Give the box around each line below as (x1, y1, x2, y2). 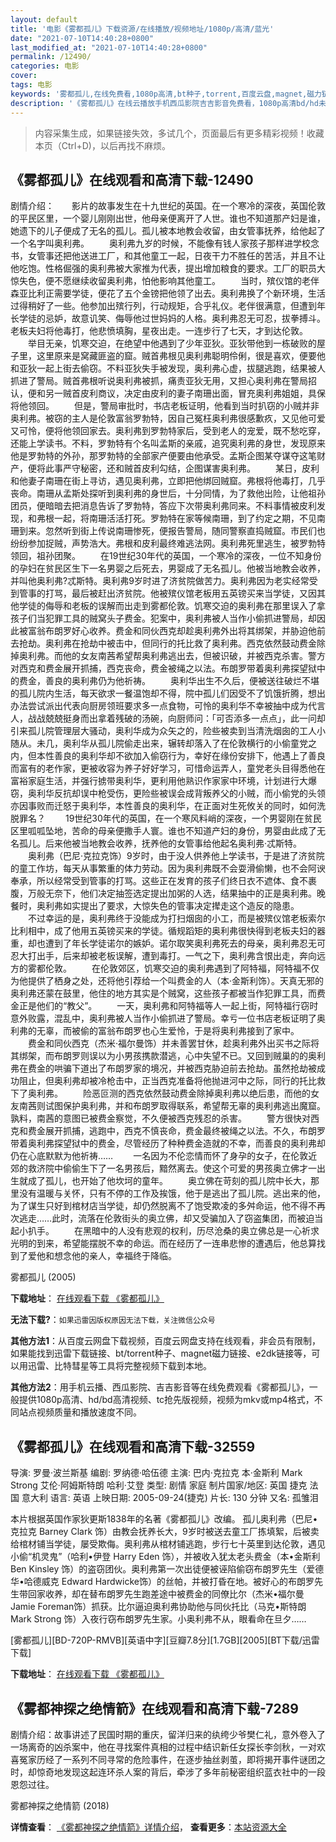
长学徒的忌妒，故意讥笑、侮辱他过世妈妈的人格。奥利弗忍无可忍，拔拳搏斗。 (10, 312, 326, 325)
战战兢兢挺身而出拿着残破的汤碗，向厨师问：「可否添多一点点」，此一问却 (27, 712, 326, 725)
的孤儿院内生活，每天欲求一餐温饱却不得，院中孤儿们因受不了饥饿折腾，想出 (10, 687, 326, 700)
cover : (10, 71, 38, 81)
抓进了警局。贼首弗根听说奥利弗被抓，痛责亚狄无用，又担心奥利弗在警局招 (10, 375, 317, 387)
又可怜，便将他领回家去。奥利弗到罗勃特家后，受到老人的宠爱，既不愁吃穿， (10, 425, 326, 437)
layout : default (10, 14, 78, 25)
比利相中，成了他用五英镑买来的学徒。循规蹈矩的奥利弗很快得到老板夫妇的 (10, 925, 317, 937)
